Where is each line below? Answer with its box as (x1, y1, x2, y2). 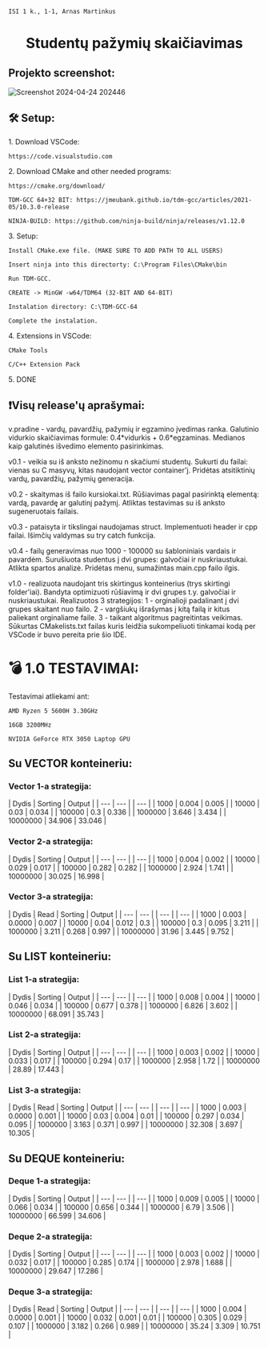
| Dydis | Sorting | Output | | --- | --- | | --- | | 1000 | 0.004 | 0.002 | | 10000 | (8, 854, 260, 864)
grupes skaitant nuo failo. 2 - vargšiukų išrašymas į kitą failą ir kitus (8, 604, 230, 614)
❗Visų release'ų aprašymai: (8, 399, 146, 412)
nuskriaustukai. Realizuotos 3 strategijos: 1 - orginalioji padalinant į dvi (8, 595, 239, 605)
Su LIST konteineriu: (8, 950, 112, 964)
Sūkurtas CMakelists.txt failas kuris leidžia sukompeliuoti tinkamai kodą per (8, 621, 256, 631)
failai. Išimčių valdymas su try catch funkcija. (8, 530, 156, 540)
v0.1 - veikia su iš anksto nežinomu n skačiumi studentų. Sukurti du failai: (8, 456, 248, 466)
